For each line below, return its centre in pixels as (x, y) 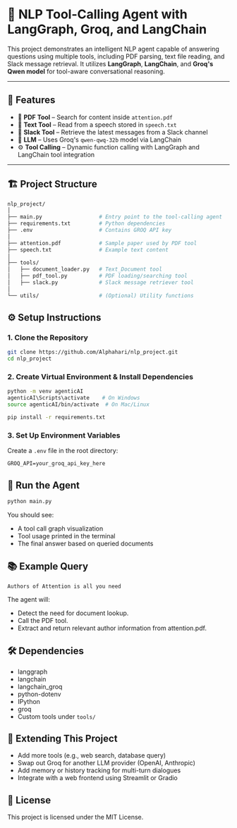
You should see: (31, 514)
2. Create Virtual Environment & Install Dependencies (101, 377)
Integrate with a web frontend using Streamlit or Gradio (97, 778)
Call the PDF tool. (43, 620)
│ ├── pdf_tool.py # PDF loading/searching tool (98, 276)
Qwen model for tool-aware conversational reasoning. (86, 71)
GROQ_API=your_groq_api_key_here (56, 464)
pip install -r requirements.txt (56, 418)
